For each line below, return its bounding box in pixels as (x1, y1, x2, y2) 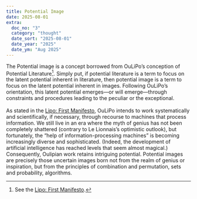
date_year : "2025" (11, 42, 57, 47)
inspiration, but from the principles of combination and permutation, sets (6, 163, 182, 170)
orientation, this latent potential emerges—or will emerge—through (6, 88, 167, 95)
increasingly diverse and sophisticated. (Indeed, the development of (6, 138, 171, 145)
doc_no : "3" (11, 25, 41, 31)
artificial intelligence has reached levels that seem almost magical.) (6, 145, 168, 152)
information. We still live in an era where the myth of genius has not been (6, 119, 182, 126)
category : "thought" (11, 30, 62, 36)
